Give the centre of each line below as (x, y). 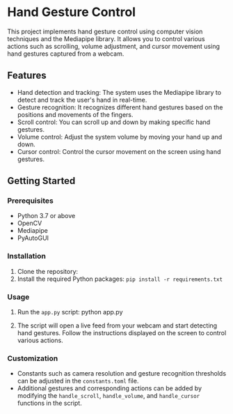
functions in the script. (49, 403)
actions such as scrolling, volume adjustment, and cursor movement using (114, 46)
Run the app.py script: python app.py (70, 312)
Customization (33, 358)
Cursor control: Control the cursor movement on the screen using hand (119, 151)
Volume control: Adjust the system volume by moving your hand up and (120, 137)
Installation (27, 256)
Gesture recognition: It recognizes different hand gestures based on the (120, 107)
